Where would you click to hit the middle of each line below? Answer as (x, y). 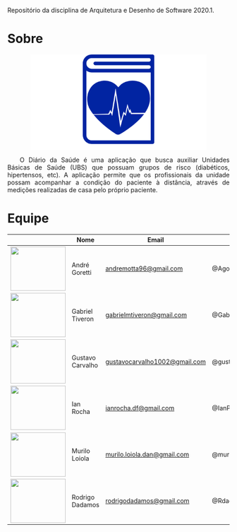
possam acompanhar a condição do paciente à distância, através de (119, 182)
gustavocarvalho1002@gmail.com (156, 361)
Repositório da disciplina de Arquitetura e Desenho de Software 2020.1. (111, 10)
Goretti (81, 272)
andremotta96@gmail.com (144, 268)
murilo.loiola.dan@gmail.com (147, 454)
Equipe (28, 219)
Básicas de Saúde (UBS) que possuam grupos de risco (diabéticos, (119, 167)
